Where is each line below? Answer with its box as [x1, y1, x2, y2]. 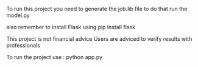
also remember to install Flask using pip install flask [6, 24, 136, 30]
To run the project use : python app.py [6, 54, 102, 60]
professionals [6, 42, 41, 49]
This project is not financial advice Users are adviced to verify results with [6, 35, 193, 42]
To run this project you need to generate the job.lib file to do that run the [6, 5, 188, 12]
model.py [6, 12, 30, 19]
